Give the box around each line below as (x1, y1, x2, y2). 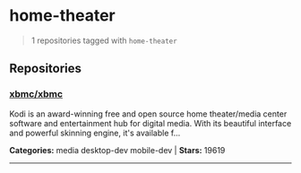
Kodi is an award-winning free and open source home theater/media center (9, 108, 288, 119)
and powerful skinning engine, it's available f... (9, 127, 181, 138)
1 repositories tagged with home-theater (30, 35, 177, 46)
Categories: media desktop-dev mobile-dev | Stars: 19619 (9, 144, 226, 155)
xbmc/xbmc (9, 88, 64, 100)
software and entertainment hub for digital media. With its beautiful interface (9, 117, 292, 128)
